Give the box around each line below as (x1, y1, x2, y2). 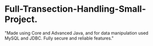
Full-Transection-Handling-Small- (4, 3, 146, 15)
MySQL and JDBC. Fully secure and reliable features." (4, 35, 114, 41)
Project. (4, 14, 38, 25)
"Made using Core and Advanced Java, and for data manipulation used (4, 30, 149, 36)
